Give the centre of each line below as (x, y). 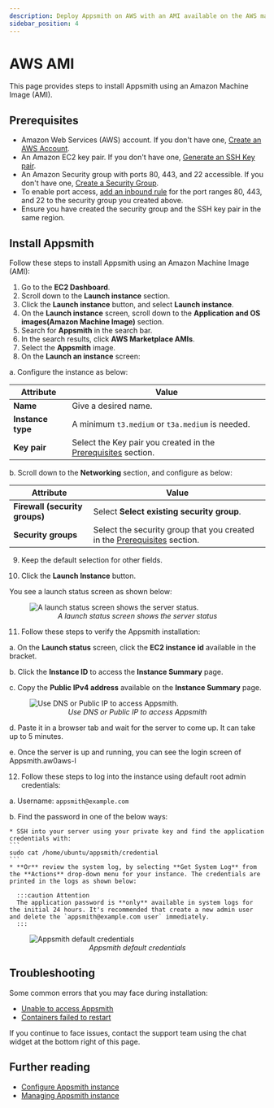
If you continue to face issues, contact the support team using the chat (128, 1032)
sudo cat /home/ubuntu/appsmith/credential (84, 853)
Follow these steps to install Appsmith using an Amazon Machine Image (129, 263)
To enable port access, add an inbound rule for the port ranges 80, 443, (141, 192)
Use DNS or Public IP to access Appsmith (137, 712)
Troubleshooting (52, 973)
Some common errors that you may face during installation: (109, 993)
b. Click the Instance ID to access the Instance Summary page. (116, 672)
